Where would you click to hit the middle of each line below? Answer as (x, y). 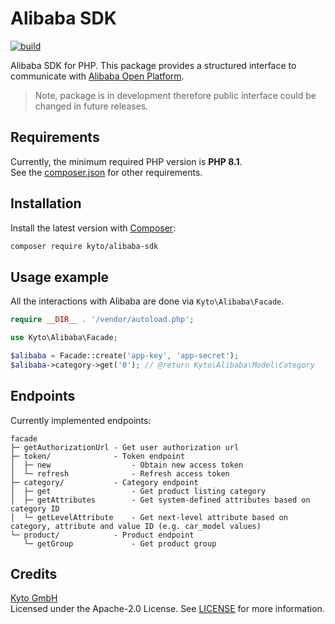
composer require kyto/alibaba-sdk (84, 246)
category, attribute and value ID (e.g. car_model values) (136, 526)
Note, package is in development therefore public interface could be (175, 95)
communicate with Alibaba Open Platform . (97, 76)
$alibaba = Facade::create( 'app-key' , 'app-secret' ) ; (125, 356)
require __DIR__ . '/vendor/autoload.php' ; (102, 320)
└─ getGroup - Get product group (120, 543)
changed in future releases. (91, 106)
